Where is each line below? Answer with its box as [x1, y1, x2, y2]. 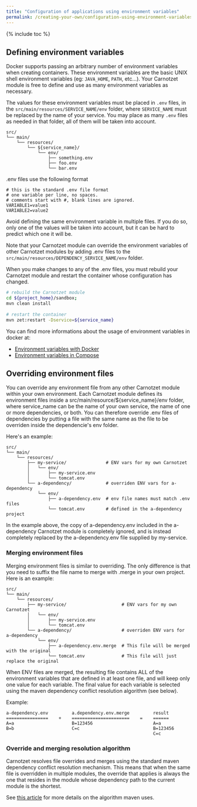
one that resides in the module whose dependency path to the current [6, 776, 175, 783]
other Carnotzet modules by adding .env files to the [6, 248, 131, 255]
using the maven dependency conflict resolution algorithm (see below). [6, 687, 179, 694]
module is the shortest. [6, 782, 62, 789]
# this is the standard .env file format [6, 187, 109, 193]
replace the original [6, 658, 59, 664]
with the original [6, 648, 51, 653]
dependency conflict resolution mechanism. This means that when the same [6, 763, 191, 771]
